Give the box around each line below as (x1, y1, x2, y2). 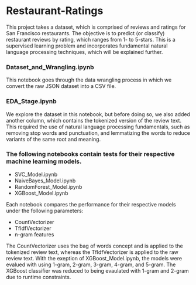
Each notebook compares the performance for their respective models (6, 201, 176, 208)
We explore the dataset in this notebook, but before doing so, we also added (6, 110, 190, 118)
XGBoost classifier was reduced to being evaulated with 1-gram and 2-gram (6, 267, 189, 274)
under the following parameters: (6, 207, 84, 214)
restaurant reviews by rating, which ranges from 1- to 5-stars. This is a (6, 36, 176, 43)
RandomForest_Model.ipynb (14, 183, 82, 190)
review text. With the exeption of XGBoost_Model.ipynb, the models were (6, 255, 183, 262)
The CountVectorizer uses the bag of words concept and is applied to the (6, 242, 183, 249)
